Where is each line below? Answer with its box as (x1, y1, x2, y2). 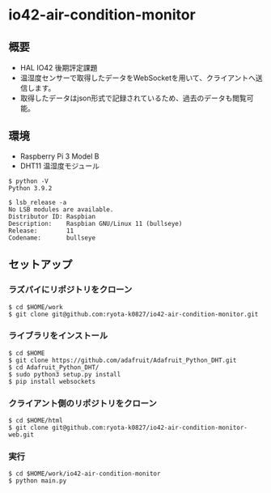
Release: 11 (8, 227, 74, 235)
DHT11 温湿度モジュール (19, 160, 100, 171)
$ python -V (8, 176, 49, 185)
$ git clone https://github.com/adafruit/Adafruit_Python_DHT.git (8, 356, 237, 364)
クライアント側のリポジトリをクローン (8, 397, 157, 409)
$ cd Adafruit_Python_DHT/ (8, 363, 100, 372)
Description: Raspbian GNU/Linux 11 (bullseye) (8, 219, 183, 227)
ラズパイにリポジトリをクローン (8, 284, 133, 295)
